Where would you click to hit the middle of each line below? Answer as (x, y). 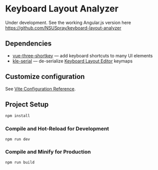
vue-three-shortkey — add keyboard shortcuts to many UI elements (83, 55)
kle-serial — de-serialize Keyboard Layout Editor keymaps (72, 61)
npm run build (20, 162)
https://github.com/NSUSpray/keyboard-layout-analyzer (63, 27)
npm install (18, 116)
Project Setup (27, 104)
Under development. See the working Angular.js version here (68, 22)
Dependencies (28, 44)
